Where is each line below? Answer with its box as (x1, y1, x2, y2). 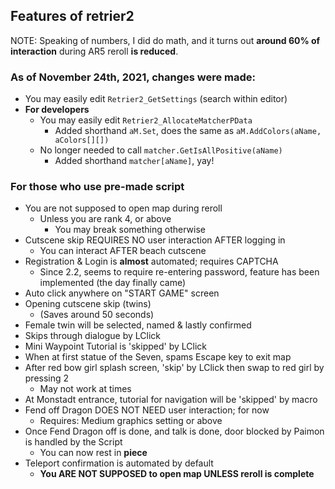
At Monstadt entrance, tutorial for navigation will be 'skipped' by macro (24, 394, 318, 406)
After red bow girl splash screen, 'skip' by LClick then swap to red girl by (24, 362, 325, 374)
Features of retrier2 (10, 8, 135, 25)
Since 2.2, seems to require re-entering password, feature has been (39, 266, 320, 278)
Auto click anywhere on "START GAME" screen (24, 287, 220, 299)
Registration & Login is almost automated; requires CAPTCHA (24, 255, 279, 268)
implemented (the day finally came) (39, 277, 187, 289)
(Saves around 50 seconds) (39, 309, 155, 321)
